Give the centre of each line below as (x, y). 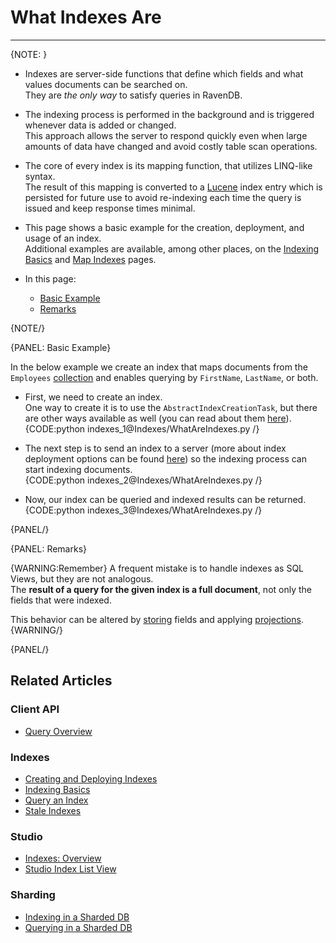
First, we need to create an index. (93, 397)
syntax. (40, 176)
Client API (35, 709)
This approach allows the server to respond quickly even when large (166, 135)
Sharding (33, 895)
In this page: (50, 278)
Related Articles (61, 681)
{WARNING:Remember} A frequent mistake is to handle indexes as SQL (157, 568)
